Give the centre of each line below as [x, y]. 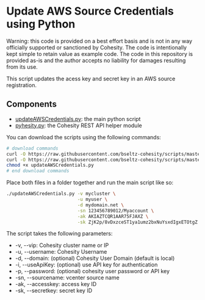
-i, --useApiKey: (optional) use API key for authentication [86, 265]
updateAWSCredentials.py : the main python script [78, 119]
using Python [41, 24]
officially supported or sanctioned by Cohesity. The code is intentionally [97, 47]
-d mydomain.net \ [100, 205]
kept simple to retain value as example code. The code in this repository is [100, 54]
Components [31, 104]
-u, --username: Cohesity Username [61, 252]
